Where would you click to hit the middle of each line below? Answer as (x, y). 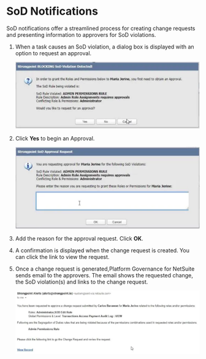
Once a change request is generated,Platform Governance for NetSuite (105, 269)
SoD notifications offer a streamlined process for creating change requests (101, 28)
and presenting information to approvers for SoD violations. (81, 34)
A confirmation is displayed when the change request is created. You (102, 250)
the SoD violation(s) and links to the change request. (82, 282)
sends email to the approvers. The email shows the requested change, (104, 276)
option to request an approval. (53, 53)
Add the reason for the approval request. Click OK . (79, 239)
